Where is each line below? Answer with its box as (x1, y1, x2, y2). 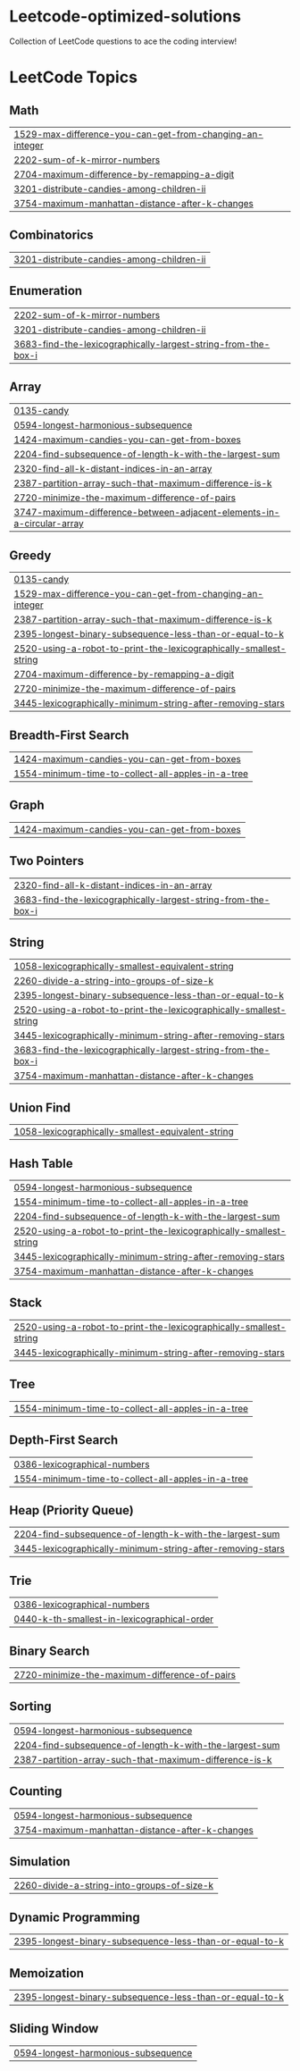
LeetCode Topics (9, 67, 138, 88)
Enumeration (9, 283, 83, 298)
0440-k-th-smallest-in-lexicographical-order (13, 1613, 214, 1625)
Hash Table (9, 1155, 73, 1171)
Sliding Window (9, 2021, 99, 2036)
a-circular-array (13, 517, 85, 530)
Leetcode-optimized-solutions (9, 6, 241, 27)
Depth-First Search (9, 1432, 119, 1448)
